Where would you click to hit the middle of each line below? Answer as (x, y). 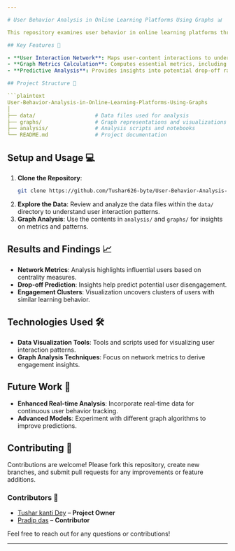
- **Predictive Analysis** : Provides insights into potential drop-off (114, 71)
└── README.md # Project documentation (87, 135)
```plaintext (26, 96)
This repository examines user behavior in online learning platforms (112, 32)
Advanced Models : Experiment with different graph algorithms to (112, 418)
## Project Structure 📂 (42, 84)
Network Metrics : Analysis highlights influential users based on (109, 269)
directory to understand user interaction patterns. (89, 211)
